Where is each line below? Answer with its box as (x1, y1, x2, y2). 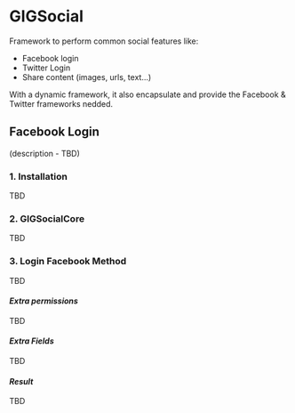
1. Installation (9, 170, 68, 182)
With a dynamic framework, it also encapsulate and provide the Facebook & (9, 89, 286, 100)
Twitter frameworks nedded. (9, 98, 114, 109)
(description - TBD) (9, 148, 80, 158)
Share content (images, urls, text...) (21, 71, 152, 82)
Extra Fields (9, 336, 55, 346)
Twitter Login (21, 62, 71, 73)
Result (9, 376, 34, 386)
